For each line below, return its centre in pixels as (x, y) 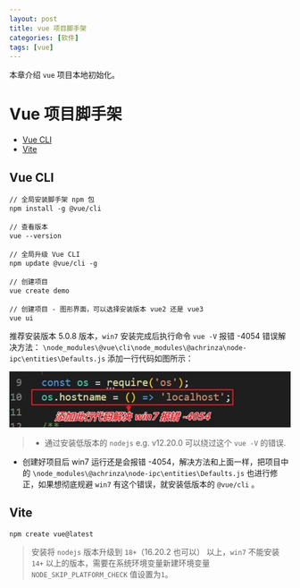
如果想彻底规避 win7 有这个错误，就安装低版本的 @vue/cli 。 (149, 484)
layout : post (33, 19)
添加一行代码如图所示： (150, 358)
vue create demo (39, 291)
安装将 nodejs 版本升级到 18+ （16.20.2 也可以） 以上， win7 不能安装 (155, 552)
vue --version (36, 236)
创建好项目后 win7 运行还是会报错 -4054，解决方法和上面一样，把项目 (151, 462)
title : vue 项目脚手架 (48, 28)
